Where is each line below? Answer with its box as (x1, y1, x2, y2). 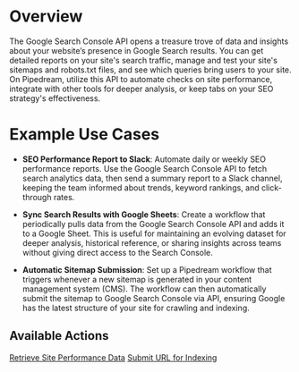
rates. (53, 191, 75, 202)
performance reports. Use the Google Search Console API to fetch (21, 163, 268, 173)
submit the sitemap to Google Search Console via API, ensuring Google (21, 292, 286, 303)
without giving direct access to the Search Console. (21, 247, 213, 258)
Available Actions (9, 328, 109, 343)
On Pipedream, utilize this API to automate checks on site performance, (9, 73, 273, 84)
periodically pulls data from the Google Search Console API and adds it (21, 218, 285, 229)
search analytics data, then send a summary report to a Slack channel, (21, 173, 283, 183)
